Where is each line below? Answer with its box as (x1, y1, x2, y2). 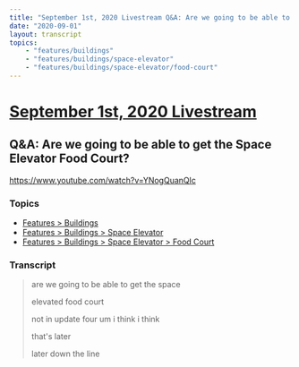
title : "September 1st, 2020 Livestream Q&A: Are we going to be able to (9, 13, 291, 22)
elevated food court (30, 296, 105, 307)
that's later (30, 331, 72, 342)
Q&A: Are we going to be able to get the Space (9, 137, 272, 152)
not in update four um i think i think (30, 314, 160, 325)
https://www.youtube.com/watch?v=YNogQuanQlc (9, 175, 197, 185)
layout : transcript (9, 30, 82, 38)
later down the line (30, 348, 100, 359)
